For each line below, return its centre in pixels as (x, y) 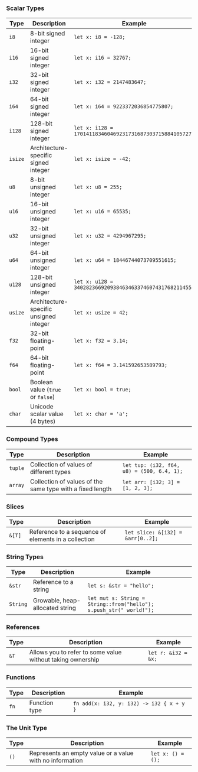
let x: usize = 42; (101, 313)
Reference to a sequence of (67, 531)
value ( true (45, 390)
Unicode (42, 407)
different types (50, 472)
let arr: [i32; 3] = (151, 482)
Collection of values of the (66, 481)
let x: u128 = (93, 282)
